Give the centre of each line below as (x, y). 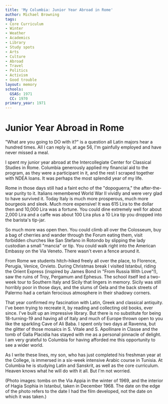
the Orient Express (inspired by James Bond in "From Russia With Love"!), (81, 272)
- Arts (12, 52)
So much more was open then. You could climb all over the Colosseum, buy (83, 230)
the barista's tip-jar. (26, 220)
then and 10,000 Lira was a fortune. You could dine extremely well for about (83, 209)
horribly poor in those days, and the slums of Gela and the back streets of (81, 288)
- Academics (18, 38)
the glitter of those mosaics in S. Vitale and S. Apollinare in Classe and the (81, 329)
